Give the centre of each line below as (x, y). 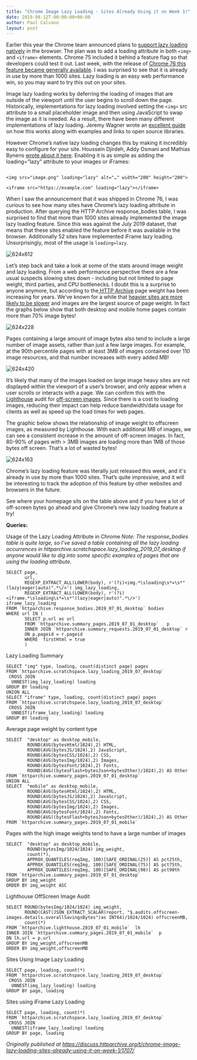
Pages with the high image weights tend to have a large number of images (96, 833)
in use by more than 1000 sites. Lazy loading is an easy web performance (95, 76)
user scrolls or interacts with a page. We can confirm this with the (86, 393)
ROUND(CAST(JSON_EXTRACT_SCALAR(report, (75, 913)
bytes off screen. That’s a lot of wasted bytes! (61, 448)
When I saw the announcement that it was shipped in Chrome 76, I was (92, 199)
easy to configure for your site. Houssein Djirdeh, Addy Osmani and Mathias (98, 149)
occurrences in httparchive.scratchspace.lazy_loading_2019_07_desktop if (96, 549)
